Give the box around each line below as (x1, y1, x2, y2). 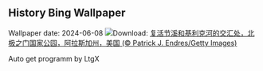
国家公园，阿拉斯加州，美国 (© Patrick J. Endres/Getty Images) (29, 38, 237, 47)
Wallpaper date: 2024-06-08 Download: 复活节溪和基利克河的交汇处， (8, 28, 249, 38)
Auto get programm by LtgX (8, 54, 100, 63)
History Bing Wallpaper (8, 6, 126, 20)
